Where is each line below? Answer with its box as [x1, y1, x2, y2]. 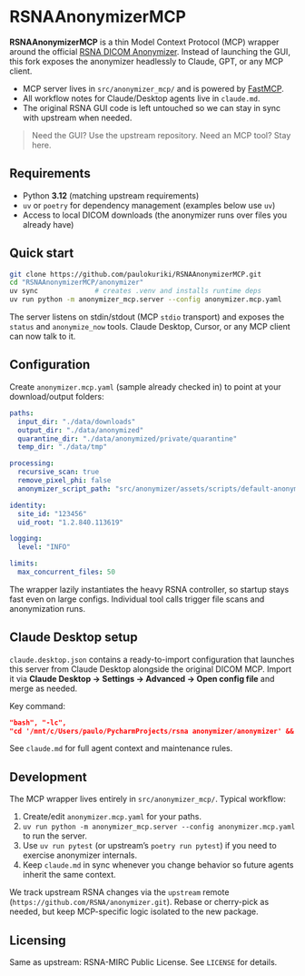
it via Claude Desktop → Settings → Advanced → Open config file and [9, 673, 275, 684]
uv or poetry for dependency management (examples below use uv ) [22, 199, 276, 210]
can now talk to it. [9, 330, 76, 342]
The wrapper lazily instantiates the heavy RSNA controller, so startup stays [9, 584, 290, 595]
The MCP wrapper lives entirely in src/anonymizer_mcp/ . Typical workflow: [9, 794, 286, 805]
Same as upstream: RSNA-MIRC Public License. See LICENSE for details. [9, 957, 278, 968]
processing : [9, 459, 54, 468]
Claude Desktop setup [9, 630, 138, 646]
